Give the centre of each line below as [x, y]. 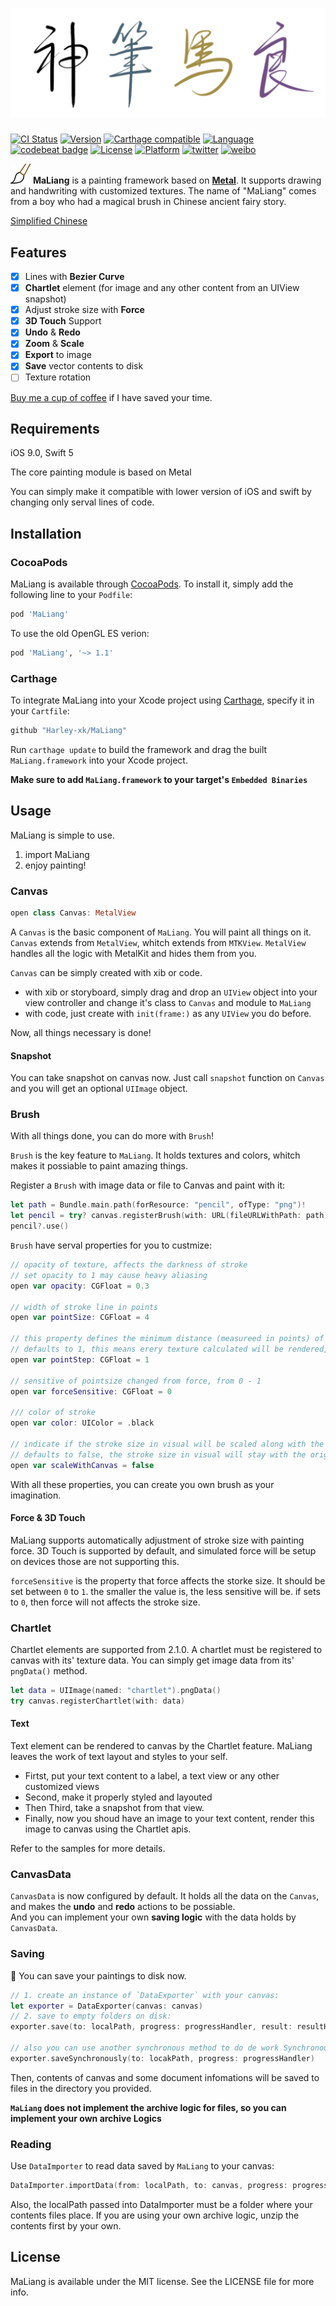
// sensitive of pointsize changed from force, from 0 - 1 [136, 1381]
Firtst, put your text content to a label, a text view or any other [152, 1776]
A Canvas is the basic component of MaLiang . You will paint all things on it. [161, 932]
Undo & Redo [52, 332]
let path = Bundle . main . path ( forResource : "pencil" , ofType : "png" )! [158, 1205]
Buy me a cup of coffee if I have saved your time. [111, 397]
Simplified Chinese [49, 221]
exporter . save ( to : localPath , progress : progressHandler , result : [151, 2027]
